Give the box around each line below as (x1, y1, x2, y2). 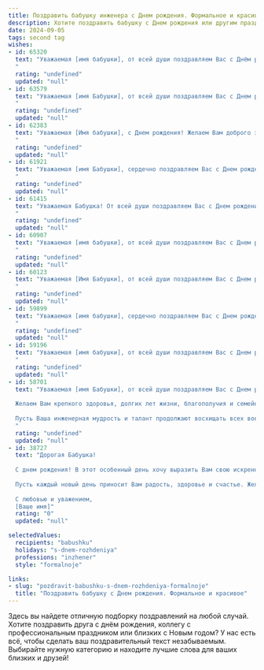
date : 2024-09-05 (8, 26, 65, 34)
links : (8, 575, 30, 583)
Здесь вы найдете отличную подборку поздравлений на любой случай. (8, 612, 249, 620)
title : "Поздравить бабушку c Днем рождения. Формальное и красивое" (15, 590, 247, 597)
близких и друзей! (8, 653, 69, 662)
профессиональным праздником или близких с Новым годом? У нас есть (8, 628, 256, 637)
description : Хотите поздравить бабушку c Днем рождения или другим (8, 19, 237, 27)
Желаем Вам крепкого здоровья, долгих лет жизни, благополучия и (15, 400, 234, 408)
